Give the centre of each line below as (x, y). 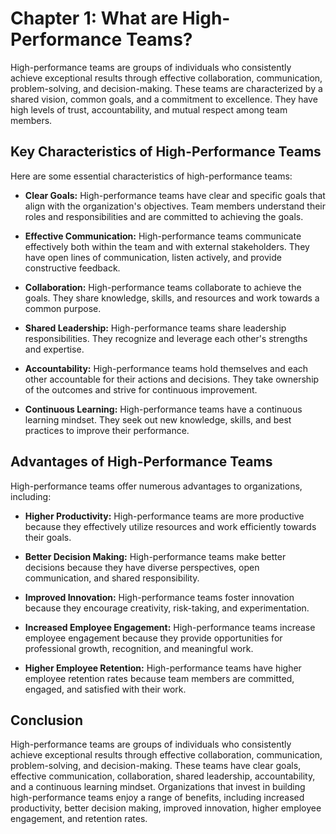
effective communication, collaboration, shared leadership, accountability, (163, 776)
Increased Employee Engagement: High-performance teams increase (170, 627)
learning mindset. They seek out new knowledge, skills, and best (158, 419)
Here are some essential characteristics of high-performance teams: (151, 176)
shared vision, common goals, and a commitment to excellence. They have (164, 99)
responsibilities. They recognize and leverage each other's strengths (166, 338)
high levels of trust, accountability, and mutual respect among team (149, 109)
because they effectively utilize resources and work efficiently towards (170, 526)
